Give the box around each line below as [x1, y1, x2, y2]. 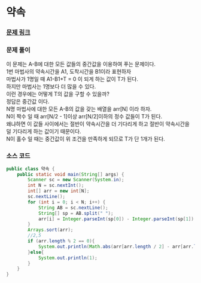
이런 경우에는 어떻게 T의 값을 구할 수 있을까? [6, 90, 109, 98]
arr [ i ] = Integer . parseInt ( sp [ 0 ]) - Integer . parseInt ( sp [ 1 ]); [38, 216, 197, 222]
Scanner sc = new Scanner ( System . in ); [28, 177, 124, 183]
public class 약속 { [6, 166, 55, 172]
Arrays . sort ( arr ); [28, 227, 74, 233]
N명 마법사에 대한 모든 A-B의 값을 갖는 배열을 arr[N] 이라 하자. [6, 105, 152, 112]
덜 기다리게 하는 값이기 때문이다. [6, 128, 82, 135]
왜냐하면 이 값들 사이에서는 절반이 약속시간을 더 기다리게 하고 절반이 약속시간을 [6, 120, 190, 127]
